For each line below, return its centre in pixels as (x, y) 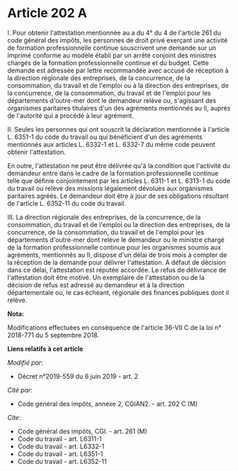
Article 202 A (47, 13)
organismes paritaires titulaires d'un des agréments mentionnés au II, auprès (119, 108)
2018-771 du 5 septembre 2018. (53, 335)
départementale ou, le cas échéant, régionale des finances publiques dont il (118, 292)
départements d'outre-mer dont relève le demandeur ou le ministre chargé (116, 240)
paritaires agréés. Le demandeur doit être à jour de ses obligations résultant (118, 196)
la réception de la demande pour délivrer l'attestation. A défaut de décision (117, 262)
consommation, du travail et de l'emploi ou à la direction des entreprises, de (118, 85)
